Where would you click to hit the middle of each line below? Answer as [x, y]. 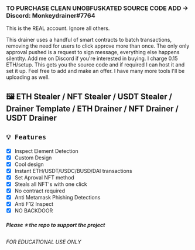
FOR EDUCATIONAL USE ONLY [44, 242]
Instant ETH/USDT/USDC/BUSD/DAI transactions [73, 171]
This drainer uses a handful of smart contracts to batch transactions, [89, 40]
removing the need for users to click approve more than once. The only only [98, 46]
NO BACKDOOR [34, 211]
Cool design [29, 164]
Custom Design [33, 158]
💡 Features [26, 137]
